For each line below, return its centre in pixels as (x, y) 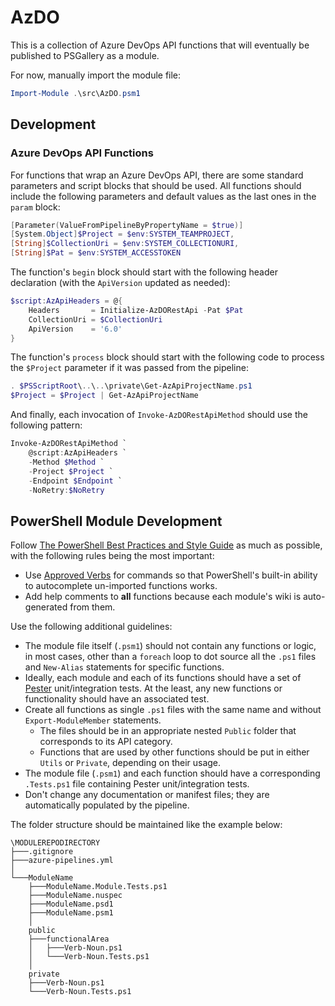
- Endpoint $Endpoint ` (75, 481)
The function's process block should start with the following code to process (167, 357)
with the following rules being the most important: (112, 556)
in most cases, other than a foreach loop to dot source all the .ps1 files (170, 657)
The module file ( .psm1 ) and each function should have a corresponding (172, 773)
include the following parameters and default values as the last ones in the (163, 196)
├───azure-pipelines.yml (62, 861)
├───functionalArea (69, 939)
